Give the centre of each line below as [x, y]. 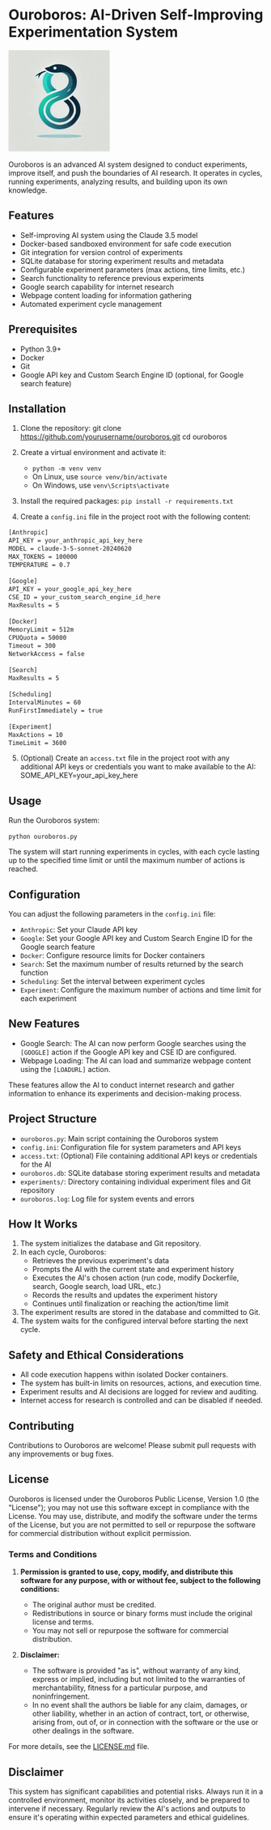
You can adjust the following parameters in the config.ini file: [112, 914]
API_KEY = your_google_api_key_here [70, 589]
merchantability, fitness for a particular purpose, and [120, 1688]
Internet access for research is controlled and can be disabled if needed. [141, 1400]
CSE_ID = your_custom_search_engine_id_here [85, 598]
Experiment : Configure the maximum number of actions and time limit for [141, 990]
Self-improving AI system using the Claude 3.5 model [109, 235]
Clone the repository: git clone [70, 428]
